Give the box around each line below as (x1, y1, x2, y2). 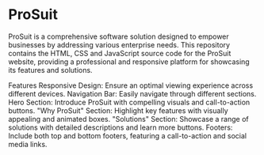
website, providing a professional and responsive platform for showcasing (8, 57, 250, 66)
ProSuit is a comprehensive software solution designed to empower (8, 32, 230, 41)
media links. (8, 139, 48, 149)
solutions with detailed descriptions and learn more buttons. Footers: (8, 123, 233, 132)
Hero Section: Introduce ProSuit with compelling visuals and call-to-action (8, 97, 251, 107)
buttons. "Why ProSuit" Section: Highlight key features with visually (8, 105, 228, 115)
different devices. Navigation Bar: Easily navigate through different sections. (8, 89, 257, 98)
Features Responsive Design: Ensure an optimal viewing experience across (8, 81, 254, 90)
